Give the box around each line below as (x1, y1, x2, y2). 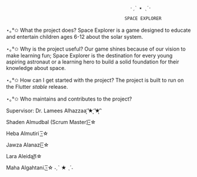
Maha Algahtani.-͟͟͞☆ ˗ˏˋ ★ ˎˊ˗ (6, 164, 74, 171)
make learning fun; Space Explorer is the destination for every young (6, 52, 173, 59)
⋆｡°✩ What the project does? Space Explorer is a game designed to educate (6, 26, 191, 34)
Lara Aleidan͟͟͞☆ (6, 153, 42, 159)
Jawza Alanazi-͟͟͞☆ (6, 141, 49, 148)
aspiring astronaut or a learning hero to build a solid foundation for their (6, 58, 179, 65)
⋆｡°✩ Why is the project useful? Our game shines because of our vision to (6, 45, 186, 52)
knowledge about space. (6, 65, 66, 71)
